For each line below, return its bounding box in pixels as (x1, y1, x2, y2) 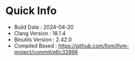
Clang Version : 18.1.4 (14, 29, 66, 36)
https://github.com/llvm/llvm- (58, 42, 130, 49)
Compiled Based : (14, 42, 57, 49)
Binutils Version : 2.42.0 (14, 36, 72, 43)
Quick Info (5, 4, 57, 18)
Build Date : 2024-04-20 (14, 23, 74, 30)
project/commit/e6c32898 (14, 48, 78, 55)
